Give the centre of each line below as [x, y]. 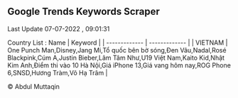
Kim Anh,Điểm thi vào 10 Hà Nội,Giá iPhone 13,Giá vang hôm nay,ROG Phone [119, 65]
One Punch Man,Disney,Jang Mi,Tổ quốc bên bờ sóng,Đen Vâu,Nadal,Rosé [117, 50]
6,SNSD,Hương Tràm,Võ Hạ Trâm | [58, 72]
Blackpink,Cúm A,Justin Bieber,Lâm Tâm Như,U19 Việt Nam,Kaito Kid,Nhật [116, 58]
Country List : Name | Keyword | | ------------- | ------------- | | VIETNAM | [118, 43]
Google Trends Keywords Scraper [83, 12]
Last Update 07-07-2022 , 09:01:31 [59, 28]
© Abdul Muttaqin [34, 86]
